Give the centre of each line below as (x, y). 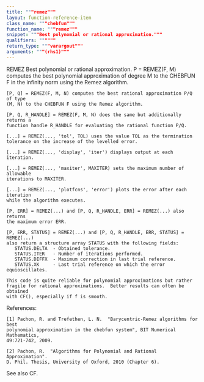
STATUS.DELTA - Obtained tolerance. (63, 248)
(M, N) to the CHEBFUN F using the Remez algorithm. (75, 104)
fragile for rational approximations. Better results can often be (95, 286)
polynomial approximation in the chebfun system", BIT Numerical (91, 330)
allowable (19, 174)
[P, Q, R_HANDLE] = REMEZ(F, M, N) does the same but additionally (94, 115)
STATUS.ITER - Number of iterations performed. (79, 254)
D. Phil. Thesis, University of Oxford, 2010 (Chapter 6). (83, 362)
